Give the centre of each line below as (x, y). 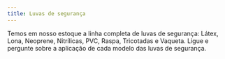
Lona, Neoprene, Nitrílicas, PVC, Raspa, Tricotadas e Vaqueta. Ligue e (108, 41)
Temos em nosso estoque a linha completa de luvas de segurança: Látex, (113, 33)
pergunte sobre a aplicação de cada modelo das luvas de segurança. (107, 48)
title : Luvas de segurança (46, 14)
